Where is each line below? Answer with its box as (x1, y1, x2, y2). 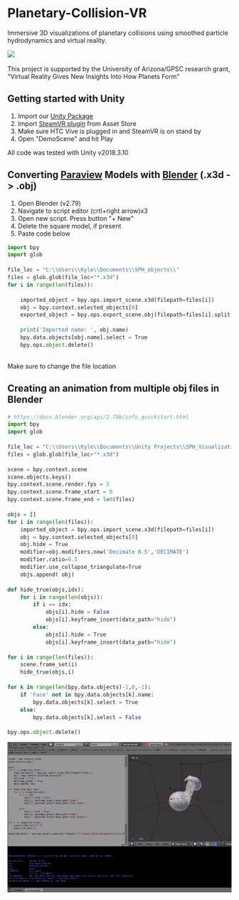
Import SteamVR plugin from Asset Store (17, 119, 137, 127)
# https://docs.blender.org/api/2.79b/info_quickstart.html (7, 413, 190, 421)
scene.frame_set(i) (20, 661, 78, 669)
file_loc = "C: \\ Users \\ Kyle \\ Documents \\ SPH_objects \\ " (7, 266, 180, 273)
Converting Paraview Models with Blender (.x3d (7, 169, 224, 181)
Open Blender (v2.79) (17, 199, 82, 207)
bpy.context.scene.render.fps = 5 (7, 481, 110, 488)
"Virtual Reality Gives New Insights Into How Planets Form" (7, 72, 180, 80)
